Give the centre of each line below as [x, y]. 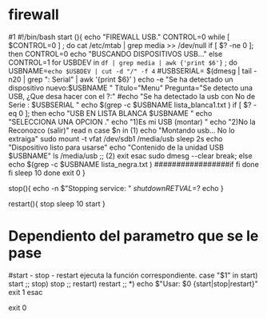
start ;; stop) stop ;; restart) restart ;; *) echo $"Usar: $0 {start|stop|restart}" [133, 283]
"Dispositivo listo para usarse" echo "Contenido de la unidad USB [116, 147]
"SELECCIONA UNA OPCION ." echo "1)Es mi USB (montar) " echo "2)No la [132, 122]
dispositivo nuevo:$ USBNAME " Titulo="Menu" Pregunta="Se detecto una [131, 88]
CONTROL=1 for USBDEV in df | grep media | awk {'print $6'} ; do [123, 62]
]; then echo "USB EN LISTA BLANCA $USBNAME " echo [119, 113]
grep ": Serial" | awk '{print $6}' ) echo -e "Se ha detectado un [130, 79]
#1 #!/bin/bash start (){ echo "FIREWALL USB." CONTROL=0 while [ [119, 37]
